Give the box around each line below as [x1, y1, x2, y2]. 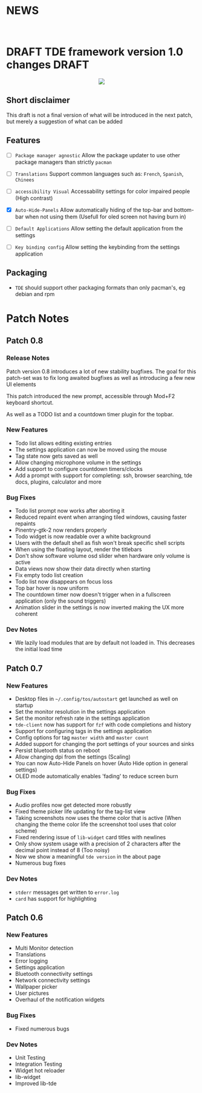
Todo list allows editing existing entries [15, 439, 112, 447]
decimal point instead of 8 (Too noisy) [15, 847, 110, 854]
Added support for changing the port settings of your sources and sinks [15, 740, 195, 748]
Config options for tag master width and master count [15, 734, 149, 741]
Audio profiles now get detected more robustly [15, 802, 132, 809]
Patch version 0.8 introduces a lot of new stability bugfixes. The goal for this [6, 368, 197, 375]
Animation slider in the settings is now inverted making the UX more [15, 604, 184, 611]
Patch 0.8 [6, 336, 44, 346]
